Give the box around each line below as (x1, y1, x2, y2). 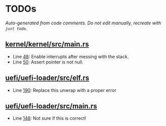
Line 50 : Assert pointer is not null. (12, 59, 84, 65)
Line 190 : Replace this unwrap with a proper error (12, 87, 117, 93)
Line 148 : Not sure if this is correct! (12, 115, 87, 121)
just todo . (5, 25, 27, 31)
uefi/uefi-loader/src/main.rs (5, 102, 98, 110)
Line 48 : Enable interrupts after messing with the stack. (12, 53, 129, 59)
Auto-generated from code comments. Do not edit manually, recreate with (5, 20, 161, 26)
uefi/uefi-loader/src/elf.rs (5, 74, 90, 82)
